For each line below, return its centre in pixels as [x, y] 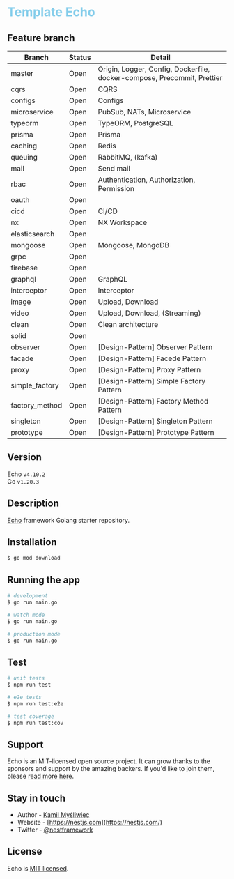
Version [24, 457]
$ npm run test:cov [36, 723]
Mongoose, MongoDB [134, 245]
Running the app [44, 580]
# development [28, 596]
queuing [24, 157]
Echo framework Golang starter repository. [69, 520]
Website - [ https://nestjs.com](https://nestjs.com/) [89, 823]
